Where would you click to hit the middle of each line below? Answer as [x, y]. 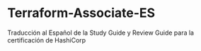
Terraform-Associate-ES [81, 13]
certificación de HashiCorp [47, 40]
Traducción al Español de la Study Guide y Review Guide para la [101, 33]
